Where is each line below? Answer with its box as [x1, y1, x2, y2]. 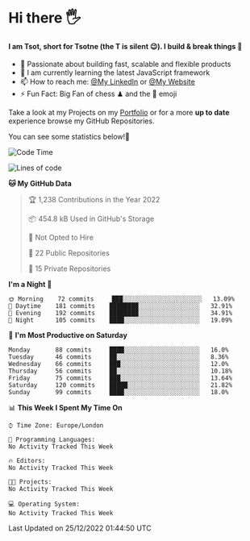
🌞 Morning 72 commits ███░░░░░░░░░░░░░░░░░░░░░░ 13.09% [8, 295, 235, 303]
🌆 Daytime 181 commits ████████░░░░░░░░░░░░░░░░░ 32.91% [8, 302, 232, 310]
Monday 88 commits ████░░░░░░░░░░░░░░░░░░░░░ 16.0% [8, 346, 229, 354]
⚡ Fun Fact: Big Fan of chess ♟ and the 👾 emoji [19, 89, 177, 99]
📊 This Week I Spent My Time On [8, 403, 123, 413]
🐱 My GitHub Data [8, 179, 73, 189]
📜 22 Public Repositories [27, 248, 110, 258]
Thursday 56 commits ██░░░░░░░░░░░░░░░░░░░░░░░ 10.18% [8, 367, 232, 376]
